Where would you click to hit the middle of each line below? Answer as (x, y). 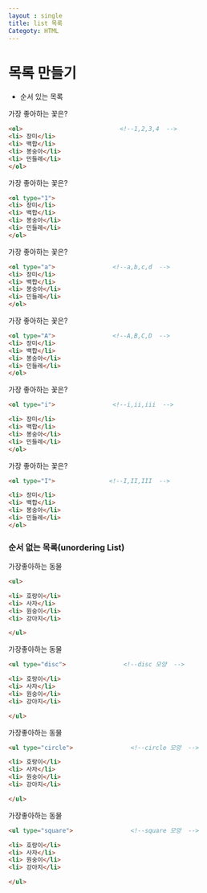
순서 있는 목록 (41, 96)
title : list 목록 (35, 23)
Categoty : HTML (34, 31)
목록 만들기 (43, 73)
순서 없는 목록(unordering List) (67, 547)
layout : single (35, 16)
